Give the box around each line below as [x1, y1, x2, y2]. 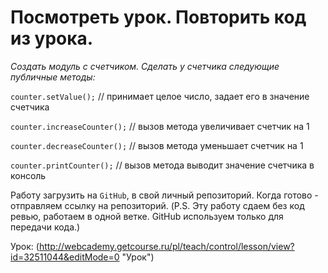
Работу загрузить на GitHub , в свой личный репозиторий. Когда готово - [10, 189, 319, 201]
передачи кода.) [10, 221, 81, 233]
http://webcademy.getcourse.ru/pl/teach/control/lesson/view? [38, 240, 295, 252]
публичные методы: [10, 71, 96, 83]
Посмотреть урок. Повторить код [10, 6, 307, 29]
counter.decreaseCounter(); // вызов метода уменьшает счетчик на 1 [10, 139, 304, 151]
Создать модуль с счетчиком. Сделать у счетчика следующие [10, 60, 280, 72]
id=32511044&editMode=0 [10, 251, 120, 263]
